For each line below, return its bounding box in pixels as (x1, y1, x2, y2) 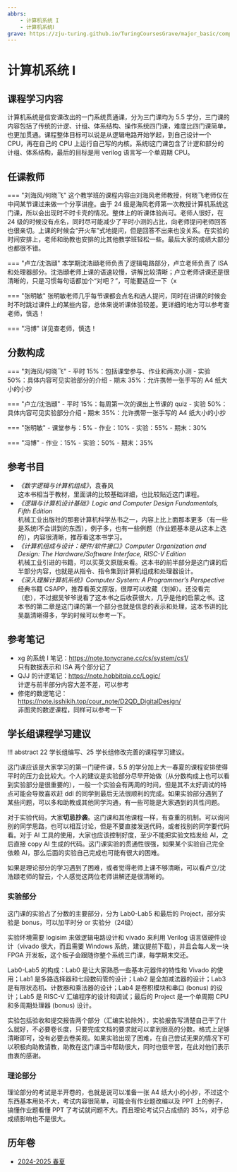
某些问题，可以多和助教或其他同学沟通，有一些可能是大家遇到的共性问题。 (7, 799, 224, 807)
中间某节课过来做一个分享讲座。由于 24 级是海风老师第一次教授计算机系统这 (7, 200, 229, 208)
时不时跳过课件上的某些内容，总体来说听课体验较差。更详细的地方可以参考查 (7, 301, 230, 309)
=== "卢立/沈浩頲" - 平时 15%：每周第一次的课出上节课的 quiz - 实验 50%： (7, 400, 228, 408)
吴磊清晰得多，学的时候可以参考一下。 (17, 611, 129, 619)
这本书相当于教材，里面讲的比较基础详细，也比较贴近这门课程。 (17, 490, 203, 498)
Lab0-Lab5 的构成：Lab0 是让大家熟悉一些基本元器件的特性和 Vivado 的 (7, 965, 217, 974)
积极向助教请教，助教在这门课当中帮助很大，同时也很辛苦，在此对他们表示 (13, 1042, 230, 1051)
